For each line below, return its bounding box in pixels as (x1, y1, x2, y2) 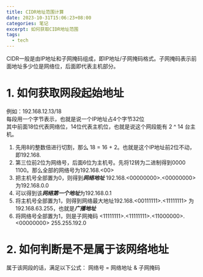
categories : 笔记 (6, 20, 49, 26)
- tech (12, 37, 29, 43)
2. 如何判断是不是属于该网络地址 (6, 243, 169, 257)
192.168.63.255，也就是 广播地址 (15, 204, 97, 212)
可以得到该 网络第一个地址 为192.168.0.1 (15, 189, 112, 196)
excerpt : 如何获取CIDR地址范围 (6, 26, 79, 32)
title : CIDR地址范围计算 (6, 9, 64, 15)
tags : (6, 32, 20, 38)
